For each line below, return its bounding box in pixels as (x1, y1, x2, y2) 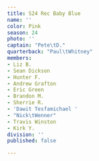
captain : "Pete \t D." (7, 42, 66, 49)
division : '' (7, 131, 44, 138)
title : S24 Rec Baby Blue (7, 10, 81, 17)
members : (7, 55, 32, 62)
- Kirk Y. (7, 125, 36, 132)
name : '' (7, 16, 32, 23)
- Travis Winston (7, 118, 57, 125)
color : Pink (7, 23, 41, 29)
